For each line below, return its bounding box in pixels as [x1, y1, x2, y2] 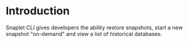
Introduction [5, 4, 70, 18]
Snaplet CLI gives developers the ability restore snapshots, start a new [5, 24, 184, 31]
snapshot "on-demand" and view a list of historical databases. [5, 30, 162, 37]
